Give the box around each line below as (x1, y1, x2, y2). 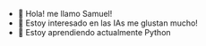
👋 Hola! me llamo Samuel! (17, 9, 113, 19)
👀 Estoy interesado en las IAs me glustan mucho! (17, 18, 199, 28)
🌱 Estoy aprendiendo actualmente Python (17, 27, 172, 37)
